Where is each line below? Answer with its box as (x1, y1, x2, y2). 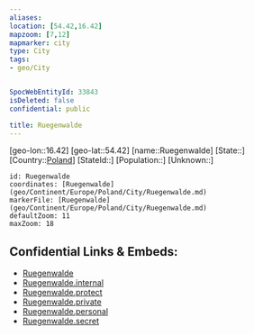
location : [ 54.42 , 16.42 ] (9, 22, 103, 31)
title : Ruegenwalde (9, 121, 83, 130)
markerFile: (9, 195, 54, 205)
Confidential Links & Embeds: (9, 244, 178, 259)
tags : (9, 55, 30, 64)
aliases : (9, 13, 42, 23)
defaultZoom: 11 (9, 212, 70, 221)
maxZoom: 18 (9, 220, 54, 229)
